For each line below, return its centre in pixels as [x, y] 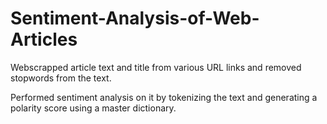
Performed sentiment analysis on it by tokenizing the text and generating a [164, 97]
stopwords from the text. [61, 78]
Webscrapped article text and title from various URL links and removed [156, 67]
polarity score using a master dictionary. [93, 108]
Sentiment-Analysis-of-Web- [135, 18]
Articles [44, 39]
